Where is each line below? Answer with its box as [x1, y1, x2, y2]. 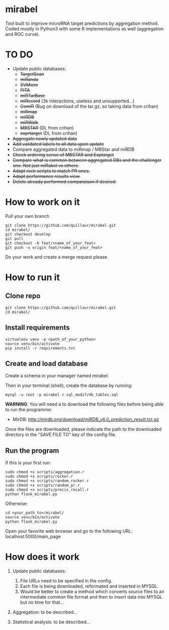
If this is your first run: [5, 460, 51, 466]
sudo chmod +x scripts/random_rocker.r [5, 479, 89, 484]
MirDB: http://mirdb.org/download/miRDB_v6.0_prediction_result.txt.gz [12, 416, 159, 422]
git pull [5, 236, 24, 241]
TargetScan [20, 71, 44, 77]
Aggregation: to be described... [12, 609, 78, 615]
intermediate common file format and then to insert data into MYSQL [20, 594, 162, 600]
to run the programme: [5, 407, 52, 413]
